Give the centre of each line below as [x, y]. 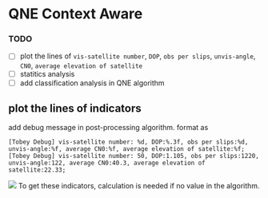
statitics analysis [47, 73]
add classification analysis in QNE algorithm [92, 83]
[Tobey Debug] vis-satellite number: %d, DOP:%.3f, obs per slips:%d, [128, 142]
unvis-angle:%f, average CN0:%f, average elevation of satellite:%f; [127, 149]
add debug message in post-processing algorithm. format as [108, 128]
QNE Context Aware [76, 14]
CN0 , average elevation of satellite [81, 65]
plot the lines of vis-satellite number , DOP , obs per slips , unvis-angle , [138, 56]
